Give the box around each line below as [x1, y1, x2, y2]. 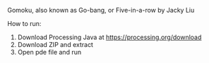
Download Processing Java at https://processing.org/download [17, 33, 202, 41]
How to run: [7, 20, 42, 27]
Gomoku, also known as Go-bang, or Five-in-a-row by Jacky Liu [7, 6, 195, 14]
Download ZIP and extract [17, 41, 94, 48]
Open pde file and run [17, 48, 82, 56]
